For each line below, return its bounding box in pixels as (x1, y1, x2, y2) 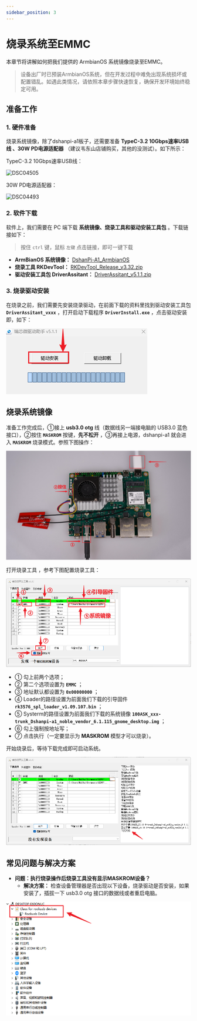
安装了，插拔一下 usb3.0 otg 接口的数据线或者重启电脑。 (23, 890, 160, 897)
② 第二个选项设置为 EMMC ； (14, 681, 83, 688)
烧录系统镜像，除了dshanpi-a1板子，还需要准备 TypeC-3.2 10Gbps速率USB (6, 138, 189, 145)
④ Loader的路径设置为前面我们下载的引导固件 (14, 695, 128, 702)
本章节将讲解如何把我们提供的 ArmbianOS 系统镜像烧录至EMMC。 (6, 58, 166, 65)
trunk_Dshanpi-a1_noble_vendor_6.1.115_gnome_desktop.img (14, 718, 159, 724)
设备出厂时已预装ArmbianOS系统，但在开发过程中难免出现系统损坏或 (20, 71, 187, 78)
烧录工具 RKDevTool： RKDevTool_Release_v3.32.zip (14, 263, 143, 270)
